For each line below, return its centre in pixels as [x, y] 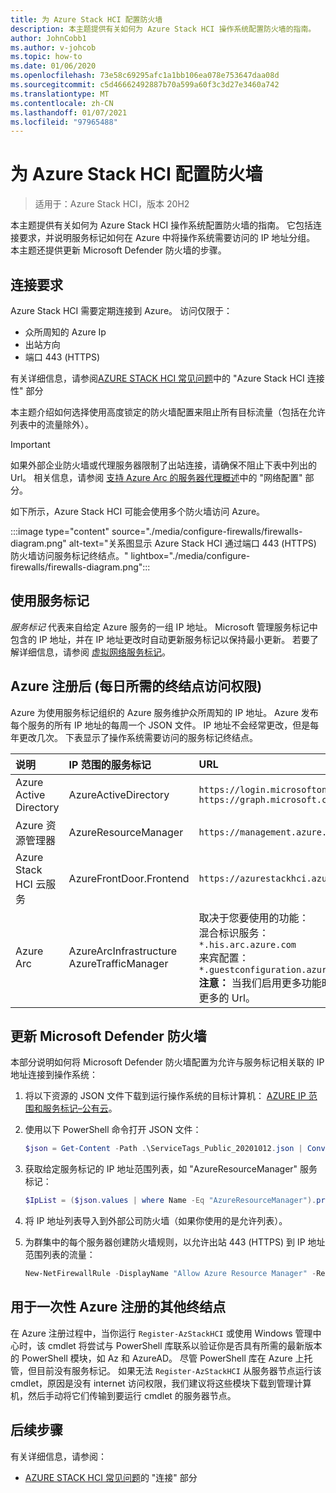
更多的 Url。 [227, 998]
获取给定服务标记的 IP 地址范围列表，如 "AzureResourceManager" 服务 [171, 1169]
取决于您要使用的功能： [254, 918]
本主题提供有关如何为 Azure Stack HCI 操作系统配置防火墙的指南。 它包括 [162, 225]
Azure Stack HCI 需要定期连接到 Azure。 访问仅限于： [121, 310]
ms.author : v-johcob [53, 47]
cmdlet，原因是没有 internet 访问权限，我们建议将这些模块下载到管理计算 [161, 1383]
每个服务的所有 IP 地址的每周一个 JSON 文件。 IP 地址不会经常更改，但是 [160, 725]
